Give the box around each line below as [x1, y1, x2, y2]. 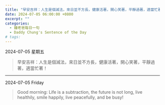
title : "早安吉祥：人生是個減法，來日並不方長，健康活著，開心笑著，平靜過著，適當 [5, 7, 155, 12]
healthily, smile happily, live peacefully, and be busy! [17, 94, 124, 100]
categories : [5, 21, 29, 26]
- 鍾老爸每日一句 [9, 26, 40, 30]
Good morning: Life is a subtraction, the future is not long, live [17, 89, 142, 95]
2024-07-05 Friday [5, 79, 44, 85]
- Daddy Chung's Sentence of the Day [9, 30, 87, 35]
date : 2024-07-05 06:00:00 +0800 [5, 12, 74, 17]
